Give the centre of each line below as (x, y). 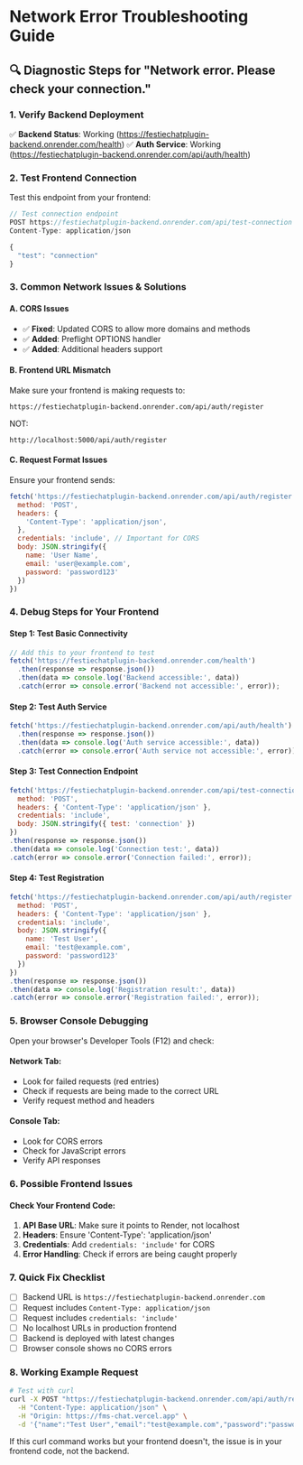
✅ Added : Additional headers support (92, 348)
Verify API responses (61, 1161)
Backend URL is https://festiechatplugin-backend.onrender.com (144, 1297)
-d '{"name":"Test (52, 1424)
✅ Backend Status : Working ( (64, 134)
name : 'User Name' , (62, 556)
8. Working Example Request (74, 1372)
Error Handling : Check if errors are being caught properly (129, 1254)
